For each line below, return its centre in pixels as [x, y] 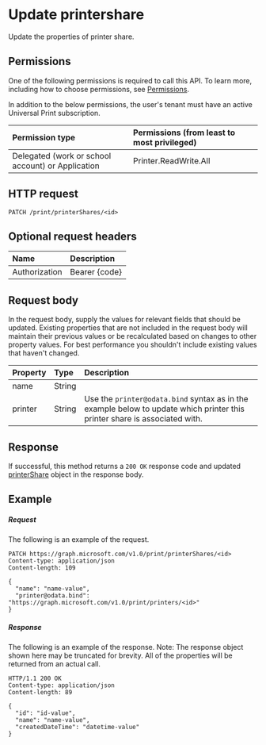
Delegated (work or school [62, 156]
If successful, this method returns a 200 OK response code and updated [125, 466]
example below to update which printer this [165, 409]
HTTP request [44, 194]
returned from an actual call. [55, 664]
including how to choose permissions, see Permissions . [99, 89]
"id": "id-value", [46, 713]
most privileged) [165, 142]
